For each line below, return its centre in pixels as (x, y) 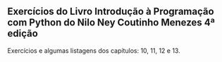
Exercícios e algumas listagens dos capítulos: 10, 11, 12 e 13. (94, 50)
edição (23, 33)
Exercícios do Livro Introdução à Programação (111, 12)
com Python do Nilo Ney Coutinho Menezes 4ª (111, 23)
